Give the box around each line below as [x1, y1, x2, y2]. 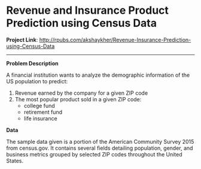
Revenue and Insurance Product [6, 4, 169, 17]
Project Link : [6, 36, 38, 43]
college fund [23, 102, 55, 109]
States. [6, 157, 24, 164]
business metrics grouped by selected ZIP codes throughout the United [6, 150, 182, 158]
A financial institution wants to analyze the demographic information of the [6, 71, 190, 79]
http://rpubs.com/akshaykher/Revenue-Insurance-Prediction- [39, 36, 191, 43]
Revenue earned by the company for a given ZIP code [14, 89, 148, 96]
